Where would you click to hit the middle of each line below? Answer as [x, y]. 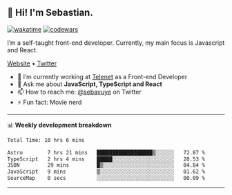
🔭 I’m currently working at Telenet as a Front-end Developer [102, 76]
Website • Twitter [32, 63]
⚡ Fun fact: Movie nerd [49, 102]
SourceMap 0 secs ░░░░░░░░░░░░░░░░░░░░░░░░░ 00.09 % [106, 178]
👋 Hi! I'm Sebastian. [50, 13]
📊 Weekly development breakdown [59, 125]
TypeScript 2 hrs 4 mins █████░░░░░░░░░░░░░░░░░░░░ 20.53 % [106, 159]
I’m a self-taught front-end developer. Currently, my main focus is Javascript [116, 43]
